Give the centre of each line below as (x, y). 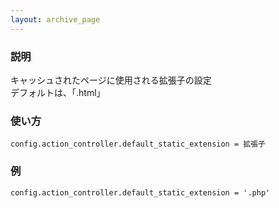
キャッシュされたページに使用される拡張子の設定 (111, 80)
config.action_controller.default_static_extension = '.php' (140, 192)
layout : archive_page (55, 19)
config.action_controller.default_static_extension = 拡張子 (138, 144)
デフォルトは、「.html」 (58, 92)
